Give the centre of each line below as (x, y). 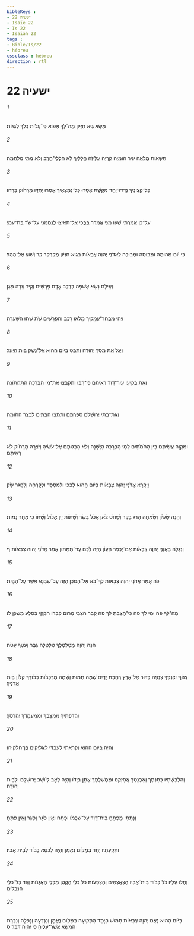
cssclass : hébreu (29, 56)
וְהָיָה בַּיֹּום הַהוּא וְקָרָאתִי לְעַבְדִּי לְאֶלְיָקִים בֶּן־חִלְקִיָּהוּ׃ (60, 747)
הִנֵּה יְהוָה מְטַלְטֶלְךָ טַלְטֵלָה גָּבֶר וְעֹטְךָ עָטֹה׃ (51, 645)
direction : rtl (27, 61)
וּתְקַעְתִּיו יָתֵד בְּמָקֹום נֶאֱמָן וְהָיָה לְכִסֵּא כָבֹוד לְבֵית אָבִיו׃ (63, 850)
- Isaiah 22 (21, 34)
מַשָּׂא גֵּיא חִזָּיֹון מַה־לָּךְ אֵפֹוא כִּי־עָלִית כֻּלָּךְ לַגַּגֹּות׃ (56, 126)
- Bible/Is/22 (24, 45)
